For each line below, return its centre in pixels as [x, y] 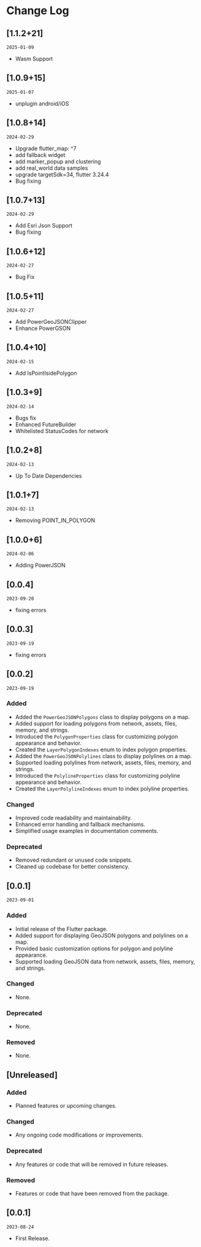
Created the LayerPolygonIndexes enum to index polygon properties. [101, 750]
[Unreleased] [32, 1075]
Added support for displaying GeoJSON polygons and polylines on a [101, 935]
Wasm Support [34, 59]
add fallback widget [40, 155]
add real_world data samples [51, 168]
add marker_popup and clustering [58, 161]
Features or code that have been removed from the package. [92, 1194]
